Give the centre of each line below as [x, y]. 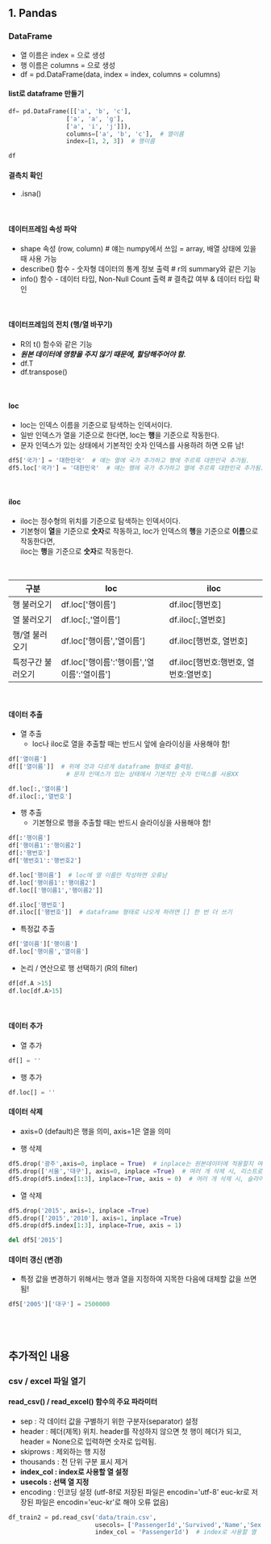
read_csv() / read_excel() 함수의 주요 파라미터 [83, 1402]
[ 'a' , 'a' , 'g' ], [95, 119]
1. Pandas [33, 13]
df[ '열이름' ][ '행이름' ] [43, 944]
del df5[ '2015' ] [35, 1240]
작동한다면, [38, 541]
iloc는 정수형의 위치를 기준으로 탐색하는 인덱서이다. [100, 521]
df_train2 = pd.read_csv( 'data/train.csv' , [83, 1517]
